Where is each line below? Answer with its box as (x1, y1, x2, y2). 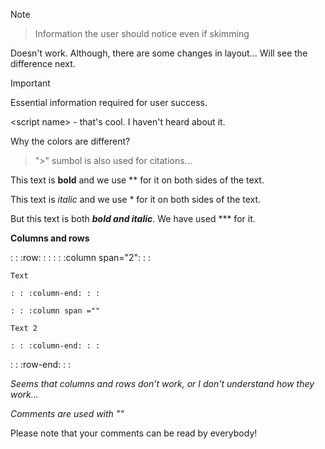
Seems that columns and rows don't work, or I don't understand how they (10, 378, 315, 389)
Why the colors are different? (10, 135, 131, 147)
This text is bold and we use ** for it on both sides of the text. (10, 174, 265, 186)
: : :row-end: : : (10, 359, 72, 370)
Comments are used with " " (10, 408, 125, 419)
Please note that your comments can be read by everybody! (10, 427, 258, 439)
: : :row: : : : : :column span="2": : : (10, 252, 152, 263)
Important (10, 77, 51, 89)
